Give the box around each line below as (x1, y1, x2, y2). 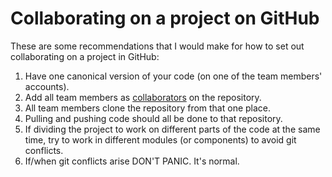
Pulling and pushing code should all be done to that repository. (24, 112, 283, 124)
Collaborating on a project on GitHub (10, 7, 320, 30)
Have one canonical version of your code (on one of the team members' (24, 70, 323, 82)
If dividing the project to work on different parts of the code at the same (24, 123, 321, 135)
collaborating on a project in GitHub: (10, 50, 160, 62)
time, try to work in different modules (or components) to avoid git (24, 133, 297, 146)
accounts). (24, 80, 70, 92)
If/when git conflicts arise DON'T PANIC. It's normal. (24, 155, 240, 167)
